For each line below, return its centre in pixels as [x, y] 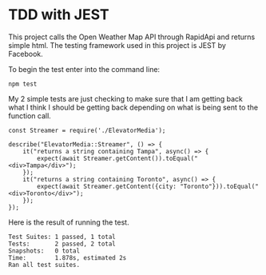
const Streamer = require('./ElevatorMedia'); [87, 130]
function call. [30, 116]
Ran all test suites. [44, 265]
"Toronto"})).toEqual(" [219, 186]
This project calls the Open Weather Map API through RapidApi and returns [132, 37]
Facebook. [26, 54]
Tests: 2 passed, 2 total [62, 244]
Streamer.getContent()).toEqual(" [141, 158]
